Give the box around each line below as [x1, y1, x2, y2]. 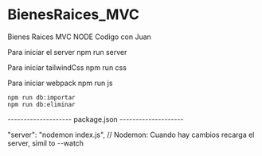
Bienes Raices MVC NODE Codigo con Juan [7, 32, 152, 41]
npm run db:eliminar [7, 100, 76, 108]
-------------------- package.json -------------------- [7, 114, 184, 124]
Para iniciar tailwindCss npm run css [7, 62, 127, 72]
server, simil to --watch [7, 138, 84, 148]
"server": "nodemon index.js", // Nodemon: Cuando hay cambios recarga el [7, 130, 255, 139]
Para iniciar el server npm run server [7, 47, 127, 57]
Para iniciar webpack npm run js [7, 78, 113, 88]
